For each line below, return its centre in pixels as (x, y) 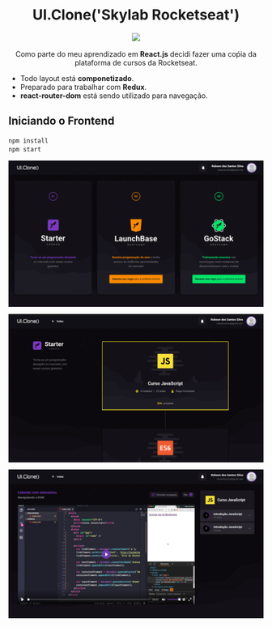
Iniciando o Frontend (62, 121)
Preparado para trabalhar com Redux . (83, 87)
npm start (25, 149)
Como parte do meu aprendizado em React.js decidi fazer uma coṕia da (136, 53)
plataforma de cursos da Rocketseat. (136, 62)
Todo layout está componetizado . (77, 78)
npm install (28, 141)
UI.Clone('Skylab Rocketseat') (136, 15)
